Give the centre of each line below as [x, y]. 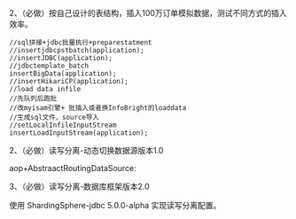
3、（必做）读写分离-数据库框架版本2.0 [80, 186]
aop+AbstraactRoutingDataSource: [73, 168]
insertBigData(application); [63, 74]
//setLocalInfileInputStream [63, 125]
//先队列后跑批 [33, 98]
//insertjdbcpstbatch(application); [77, 51]
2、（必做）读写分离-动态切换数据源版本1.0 [86, 150]
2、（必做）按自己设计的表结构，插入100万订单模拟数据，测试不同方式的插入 [148, 13]
